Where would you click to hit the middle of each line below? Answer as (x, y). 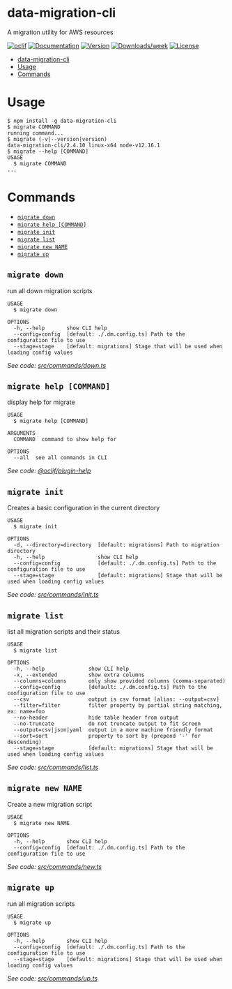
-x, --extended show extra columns (79, 675)
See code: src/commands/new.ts (55, 866)
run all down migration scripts (50, 290)
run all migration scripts (41, 904)
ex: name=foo (26, 712)
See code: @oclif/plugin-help (49, 471)
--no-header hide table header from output (96, 718)
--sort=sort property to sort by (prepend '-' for (107, 736)
